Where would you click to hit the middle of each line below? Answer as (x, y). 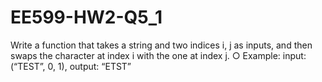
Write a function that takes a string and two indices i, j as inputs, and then (161, 45)
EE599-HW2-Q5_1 (86, 17)
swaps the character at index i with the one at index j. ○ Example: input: (158, 55)
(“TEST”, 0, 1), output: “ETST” (71, 66)
